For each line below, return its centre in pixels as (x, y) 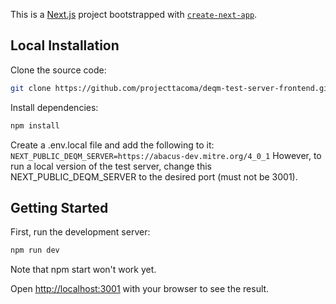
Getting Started (59, 207)
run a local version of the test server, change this (111, 166)
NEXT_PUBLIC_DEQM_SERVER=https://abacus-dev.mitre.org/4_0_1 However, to (166, 155)
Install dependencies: (54, 107)
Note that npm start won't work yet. (83, 270)
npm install (35, 125)
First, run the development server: (80, 232)
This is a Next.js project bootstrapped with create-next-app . (134, 14)
